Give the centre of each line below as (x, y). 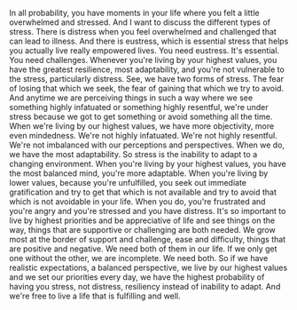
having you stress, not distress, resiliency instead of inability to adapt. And (145, 286)
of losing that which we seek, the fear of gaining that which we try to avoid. (147, 88)
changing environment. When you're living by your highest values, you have (148, 164)
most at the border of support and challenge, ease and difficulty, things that (148, 239)
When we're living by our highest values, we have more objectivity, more (142, 126)
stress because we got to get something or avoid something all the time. (141, 116)
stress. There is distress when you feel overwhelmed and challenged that (143, 32)
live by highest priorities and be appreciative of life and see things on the (142, 220)
